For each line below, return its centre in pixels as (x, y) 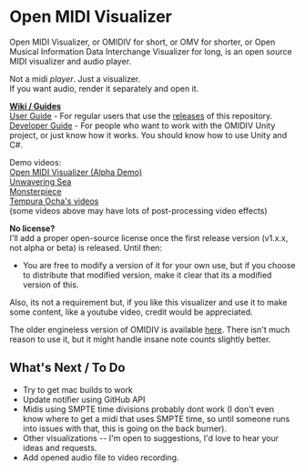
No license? (32, 228)
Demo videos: (36, 162)
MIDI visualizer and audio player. (71, 61)
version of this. (51, 285)
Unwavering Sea (41, 181)
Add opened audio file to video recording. (101, 457)
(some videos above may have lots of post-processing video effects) (138, 210)
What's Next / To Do (67, 368)
